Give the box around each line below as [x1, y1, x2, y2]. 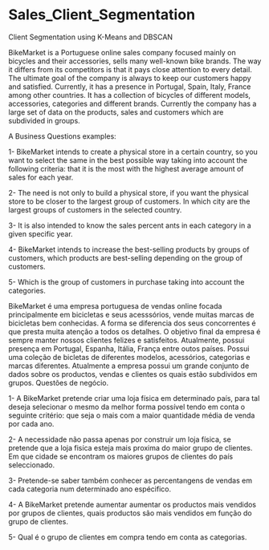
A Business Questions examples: [8, 131, 116, 141]
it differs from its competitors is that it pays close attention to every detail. [8, 64, 253, 74]
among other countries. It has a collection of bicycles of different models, [8, 90, 251, 99]
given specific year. [8, 228, 74, 238]
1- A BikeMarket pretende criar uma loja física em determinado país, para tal [8, 393, 260, 402]
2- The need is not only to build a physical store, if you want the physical [8, 188, 249, 197]
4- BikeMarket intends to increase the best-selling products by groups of [8, 245, 250, 254]
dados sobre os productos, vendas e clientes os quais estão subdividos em [8, 369, 258, 378]
